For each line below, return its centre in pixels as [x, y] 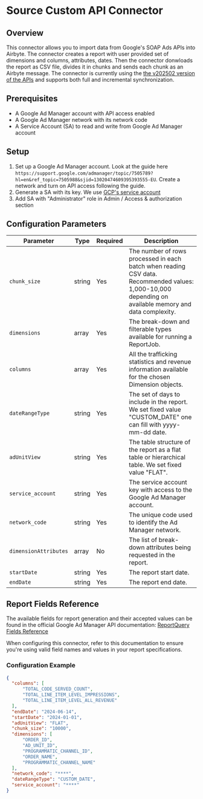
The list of [143, 540]
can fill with [145, 425]
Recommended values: [161, 281]
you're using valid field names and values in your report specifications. [94, 650]
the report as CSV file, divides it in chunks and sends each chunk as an [95, 67]
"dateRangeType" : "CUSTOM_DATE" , [54, 780]
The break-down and [159, 322]
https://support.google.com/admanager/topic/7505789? [84, 173]
